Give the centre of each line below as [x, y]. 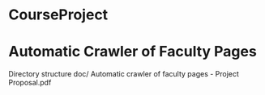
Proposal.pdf [30, 83]
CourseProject [58, 15]
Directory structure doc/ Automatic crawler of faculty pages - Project [124, 74]
